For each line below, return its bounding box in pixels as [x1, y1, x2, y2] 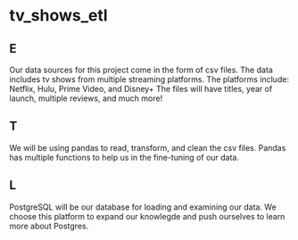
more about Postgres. [9, 220, 89, 231]
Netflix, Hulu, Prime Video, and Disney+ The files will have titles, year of [9, 84, 273, 94]
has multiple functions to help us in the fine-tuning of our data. [9, 152, 239, 162]
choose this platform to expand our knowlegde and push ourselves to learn [9, 211, 286, 221]
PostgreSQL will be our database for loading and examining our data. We [9, 202, 277, 212]
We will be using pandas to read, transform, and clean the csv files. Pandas [9, 142, 286, 153]
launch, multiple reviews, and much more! [9, 93, 163, 103]
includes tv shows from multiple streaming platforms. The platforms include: [9, 74, 290, 85]
